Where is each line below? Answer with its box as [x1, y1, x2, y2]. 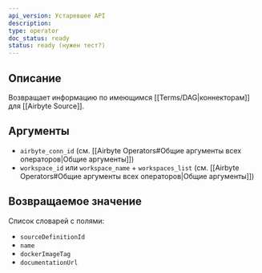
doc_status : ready [8, 34, 70, 43]
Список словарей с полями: [8, 216, 105, 226]
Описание [8, 71, 62, 85]
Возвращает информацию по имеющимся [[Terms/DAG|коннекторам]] [8, 92, 250, 102]
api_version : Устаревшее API [8, 11, 106, 20]
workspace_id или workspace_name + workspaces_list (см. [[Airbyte [19, 162, 240, 173]
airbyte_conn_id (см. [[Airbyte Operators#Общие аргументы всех [19, 145, 242, 155]
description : [8, 19, 52, 27]
